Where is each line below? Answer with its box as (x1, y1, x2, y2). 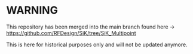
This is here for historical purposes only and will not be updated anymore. (6, 41, 188, 48)
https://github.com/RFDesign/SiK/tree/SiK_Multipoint (6, 29, 136, 36)
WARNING (6, 4, 58, 17)
